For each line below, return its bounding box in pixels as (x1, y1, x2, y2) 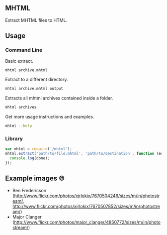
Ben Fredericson (12, 187, 46, 193)
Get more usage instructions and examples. (5, 114, 94, 120)
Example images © (5, 174, 65, 183)
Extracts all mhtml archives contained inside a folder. (5, 95, 113, 101)
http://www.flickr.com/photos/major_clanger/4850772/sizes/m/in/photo (14, 219, 161, 225)
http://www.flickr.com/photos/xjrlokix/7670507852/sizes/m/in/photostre (12, 203, 160, 209)
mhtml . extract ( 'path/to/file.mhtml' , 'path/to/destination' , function (5, 151, 155, 156)
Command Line (5, 47, 43, 54)
